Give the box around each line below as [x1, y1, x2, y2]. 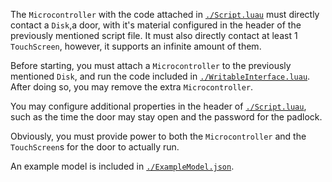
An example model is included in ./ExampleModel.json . [10, 160, 235, 172]
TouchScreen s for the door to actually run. [10, 141, 180, 153]
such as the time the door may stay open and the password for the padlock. [10, 111, 323, 123]
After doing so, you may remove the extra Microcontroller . [10, 81, 254, 93]
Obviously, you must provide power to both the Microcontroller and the [10, 130, 307, 142]
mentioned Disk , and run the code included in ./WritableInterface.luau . [10, 70, 311, 82]
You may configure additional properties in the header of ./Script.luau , [10, 100, 307, 112]
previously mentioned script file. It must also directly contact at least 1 [10, 30, 298, 41]
